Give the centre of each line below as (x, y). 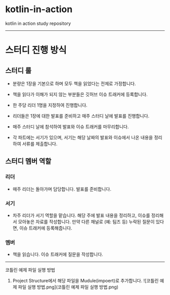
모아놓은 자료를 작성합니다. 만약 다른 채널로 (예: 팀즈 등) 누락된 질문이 (86, 222)
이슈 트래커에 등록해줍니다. (46, 228)
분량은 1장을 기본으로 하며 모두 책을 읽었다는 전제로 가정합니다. (74, 83)
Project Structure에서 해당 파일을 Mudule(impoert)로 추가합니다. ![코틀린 (86, 281)
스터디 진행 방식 (36, 50)
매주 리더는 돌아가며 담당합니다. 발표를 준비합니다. (62, 189)
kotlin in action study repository (38, 23)
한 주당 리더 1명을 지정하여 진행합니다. (50, 105)
